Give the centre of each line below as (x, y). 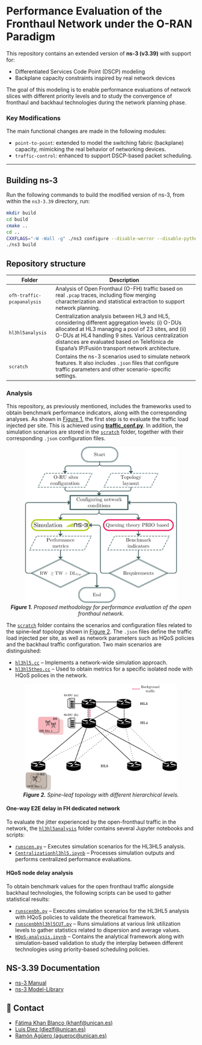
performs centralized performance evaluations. (73, 859)
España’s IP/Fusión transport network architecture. (118, 349)
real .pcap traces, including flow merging (106, 295)
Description (124, 280)
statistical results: (28, 899)
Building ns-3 (32, 180)
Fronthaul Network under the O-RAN (99, 24)
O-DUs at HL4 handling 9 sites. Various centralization (122, 335)
